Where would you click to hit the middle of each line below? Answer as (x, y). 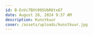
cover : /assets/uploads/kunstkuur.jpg (46, 24)
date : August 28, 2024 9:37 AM (39, 15)
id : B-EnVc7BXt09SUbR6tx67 (34, 10)
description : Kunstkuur (31, 20)
